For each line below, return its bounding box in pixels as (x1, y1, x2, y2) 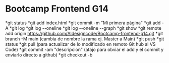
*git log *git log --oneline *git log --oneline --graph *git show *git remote (9, 25, 161, 31)
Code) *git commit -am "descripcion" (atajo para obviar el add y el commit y (5, 46, 164, 52)
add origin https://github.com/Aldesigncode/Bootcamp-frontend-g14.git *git (5, 30, 163, 36)
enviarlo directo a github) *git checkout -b (5, 51, 93, 58)
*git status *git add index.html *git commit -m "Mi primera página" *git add (5, 20, 161, 26)
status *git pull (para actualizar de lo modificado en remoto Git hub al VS (5, 41, 156, 47)
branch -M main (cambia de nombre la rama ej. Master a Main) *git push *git (5, 36, 164, 42)
